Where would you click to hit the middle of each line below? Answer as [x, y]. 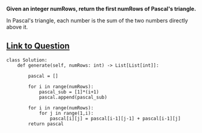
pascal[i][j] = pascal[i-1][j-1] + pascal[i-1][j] [115, 118]
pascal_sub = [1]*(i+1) [69, 92]
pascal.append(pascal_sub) [73, 97]
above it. [17, 27]
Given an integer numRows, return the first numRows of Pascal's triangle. [101, 9]
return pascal [46, 124]
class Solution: [27, 60]
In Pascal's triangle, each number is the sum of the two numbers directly [97, 20]
